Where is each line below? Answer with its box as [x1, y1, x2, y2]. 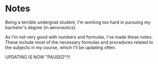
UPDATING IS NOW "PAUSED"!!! [5, 54, 70, 60]
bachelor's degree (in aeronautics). [5, 24, 77, 30]
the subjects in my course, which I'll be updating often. [5, 44, 117, 50]
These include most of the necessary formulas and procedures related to [5, 39, 154, 45]
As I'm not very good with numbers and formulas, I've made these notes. [5, 34, 153, 40]
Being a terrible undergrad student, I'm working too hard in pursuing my [5, 19, 151, 25]
